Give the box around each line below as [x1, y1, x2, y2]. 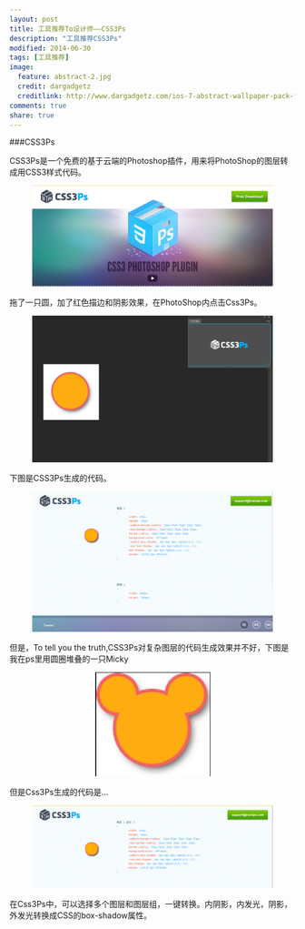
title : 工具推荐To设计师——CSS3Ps [9, 24, 126, 34]
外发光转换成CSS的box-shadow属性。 [9, 910, 152, 921]
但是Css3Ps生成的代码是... [9, 787, 109, 798]
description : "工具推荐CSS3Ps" [9, 34, 123, 43]
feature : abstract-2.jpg [17, 73, 112, 82]
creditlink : [17, 91, 64, 100]
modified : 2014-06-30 [9, 44, 92, 53]
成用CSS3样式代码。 [9, 167, 86, 177]
